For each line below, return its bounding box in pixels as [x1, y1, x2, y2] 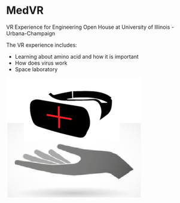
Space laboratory [14, 65, 58, 72]
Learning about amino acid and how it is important [14, 53, 139, 60]
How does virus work [14, 59, 68, 66]
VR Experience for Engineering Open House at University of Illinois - [6, 23, 175, 31]
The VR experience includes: [6, 41, 78, 49]
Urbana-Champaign [6, 29, 56, 37]
